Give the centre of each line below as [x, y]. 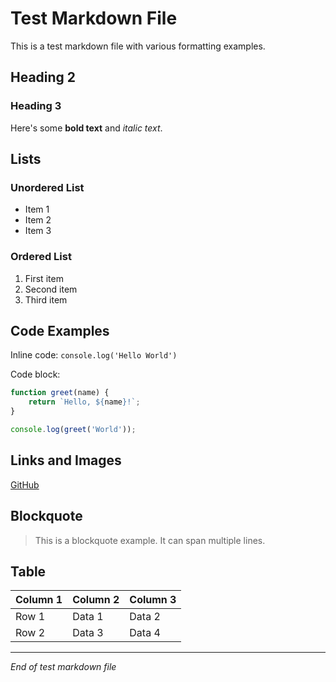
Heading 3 [36, 106]
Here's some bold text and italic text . [86, 128]
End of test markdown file [63, 667]
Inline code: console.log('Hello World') [94, 355]
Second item [51, 289]
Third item [46, 299]
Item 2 [38, 220]
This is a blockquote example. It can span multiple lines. [150, 540]
